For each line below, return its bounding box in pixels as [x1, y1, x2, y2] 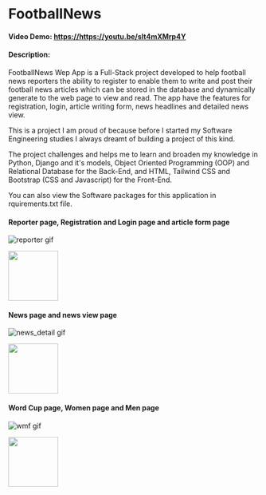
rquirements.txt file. [8, 199, 73, 208]
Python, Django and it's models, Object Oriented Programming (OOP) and [8, 157, 249, 168]
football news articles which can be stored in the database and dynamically [8, 85, 256, 94]
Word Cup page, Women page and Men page [8, 402, 159, 412]
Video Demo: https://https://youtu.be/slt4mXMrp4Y [8, 31, 186, 41]
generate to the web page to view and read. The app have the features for [8, 93, 252, 102]
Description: [8, 49, 50, 60]
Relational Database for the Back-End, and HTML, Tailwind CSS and [8, 166, 231, 176]
